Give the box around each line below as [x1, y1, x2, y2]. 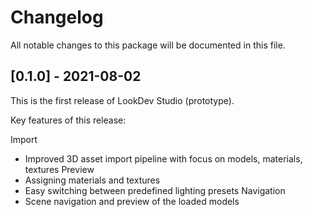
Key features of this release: [10, 114, 127, 126]
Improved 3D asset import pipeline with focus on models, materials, [24, 152, 303, 165]
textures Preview [24, 163, 95, 175]
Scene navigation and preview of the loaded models [24, 195, 240, 207]
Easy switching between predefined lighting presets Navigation [24, 184, 286, 196]
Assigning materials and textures [24, 174, 161, 186]
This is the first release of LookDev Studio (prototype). [10, 94, 235, 106]
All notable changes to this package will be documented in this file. [10, 39, 286, 51]
